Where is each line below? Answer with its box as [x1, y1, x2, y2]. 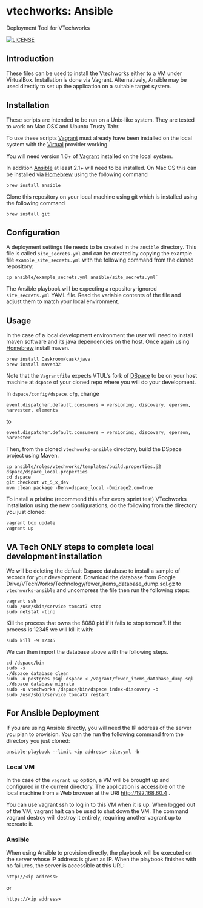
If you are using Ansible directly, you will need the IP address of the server [6, 724, 192, 731]
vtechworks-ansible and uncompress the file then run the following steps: [6, 587, 190, 594]
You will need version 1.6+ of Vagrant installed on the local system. [6, 153, 173, 160]
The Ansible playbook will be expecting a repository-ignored [6, 285, 158, 292]
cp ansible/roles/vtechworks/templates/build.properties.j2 [6, 464, 162, 470]
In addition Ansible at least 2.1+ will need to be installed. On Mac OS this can [6, 164, 197, 171]
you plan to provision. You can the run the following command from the [6, 731, 184, 738]
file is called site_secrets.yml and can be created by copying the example [6, 250, 193, 257]
